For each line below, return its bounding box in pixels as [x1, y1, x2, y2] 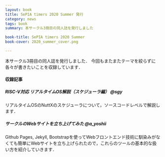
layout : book [5, 7, 32, 12]
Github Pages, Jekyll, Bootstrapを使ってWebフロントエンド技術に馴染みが [5, 134, 157, 140]
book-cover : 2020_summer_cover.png [5, 39, 79, 45]
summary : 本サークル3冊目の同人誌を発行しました [5, 26, 94, 31]
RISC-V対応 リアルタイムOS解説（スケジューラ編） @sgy [5, 89, 123, 95]
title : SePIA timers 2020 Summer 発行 [5, 12, 83, 17]
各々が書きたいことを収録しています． [5, 64, 83, 70]
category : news [5, 16, 37, 21]
